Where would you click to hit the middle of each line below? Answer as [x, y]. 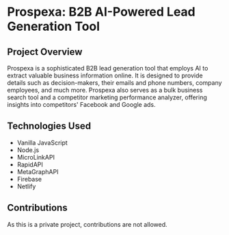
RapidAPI [30, 164]
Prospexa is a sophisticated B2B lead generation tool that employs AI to [108, 68]
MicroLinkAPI [36, 157]
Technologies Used [49, 126]
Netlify [26, 186]
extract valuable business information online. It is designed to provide [105, 75]
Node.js [28, 150]
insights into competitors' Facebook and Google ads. [81, 104]
